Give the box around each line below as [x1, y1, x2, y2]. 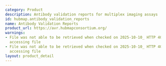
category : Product [5, 7, 43, 12]
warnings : [5, 30, 26, 35]
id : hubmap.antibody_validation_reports [5, 16, 90, 21]
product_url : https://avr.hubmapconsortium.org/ [5, 26, 107, 31]
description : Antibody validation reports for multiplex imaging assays [5, 12, 158, 17]
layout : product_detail [5, 53, 54, 59]
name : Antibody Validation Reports [5, 21, 79, 26]
